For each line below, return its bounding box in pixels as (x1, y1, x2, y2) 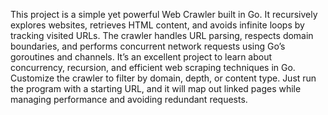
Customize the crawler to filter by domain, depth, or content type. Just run (10, 72, 317, 84)
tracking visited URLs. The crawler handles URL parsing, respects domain (10, 30, 314, 41)
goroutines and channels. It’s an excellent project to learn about (10, 51, 273, 63)
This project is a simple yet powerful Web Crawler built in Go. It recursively (10, 9, 318, 20)
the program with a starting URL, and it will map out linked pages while (10, 83, 302, 94)
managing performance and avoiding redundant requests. (10, 94, 248, 105)
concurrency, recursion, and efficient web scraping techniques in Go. (10, 62, 296, 73)
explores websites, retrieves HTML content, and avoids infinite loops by (10, 19, 305, 31)
